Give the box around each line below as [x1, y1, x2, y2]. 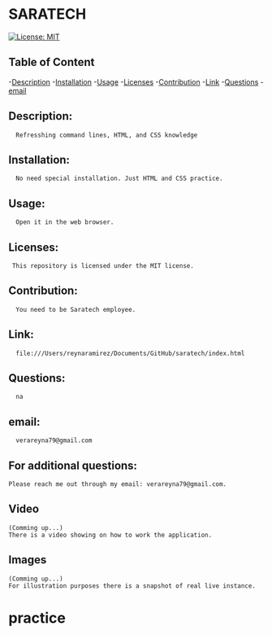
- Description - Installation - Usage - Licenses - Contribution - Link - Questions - [8, 77, 264, 86]
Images [8, 553, 47, 567]
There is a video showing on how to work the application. [8, 531, 213, 539]
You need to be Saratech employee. [15, 305, 136, 313]
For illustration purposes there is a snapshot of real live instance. [8, 581, 256, 590]
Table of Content [8, 55, 95, 69]
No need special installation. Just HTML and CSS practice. [15, 174, 223, 183]
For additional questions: [8, 458, 138, 472]
